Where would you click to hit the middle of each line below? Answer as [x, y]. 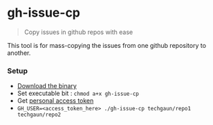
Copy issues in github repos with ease [78, 32]
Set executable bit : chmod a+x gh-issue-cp [78, 93]
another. [19, 53]
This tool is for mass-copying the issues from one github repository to [106, 45]
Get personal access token [55, 101]
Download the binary [47, 86]
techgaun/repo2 [39, 115]
